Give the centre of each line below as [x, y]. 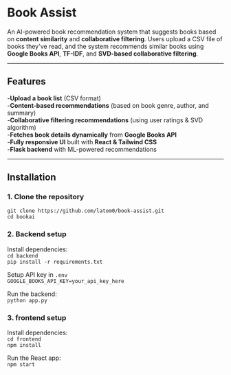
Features [26, 81]
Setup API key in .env [37, 274]
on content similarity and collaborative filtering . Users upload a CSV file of [115, 38]
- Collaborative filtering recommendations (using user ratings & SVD [105, 120]
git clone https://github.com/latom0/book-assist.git [86, 211]
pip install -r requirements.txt [55, 262]
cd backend [23, 255]
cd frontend [24, 339]
